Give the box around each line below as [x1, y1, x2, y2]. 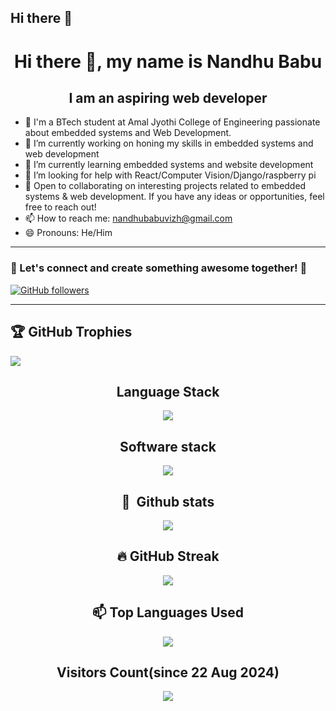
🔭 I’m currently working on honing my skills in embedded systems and [24, 137, 314, 150]
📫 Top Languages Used [91, 604, 245, 621]
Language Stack [116, 383, 220, 400]
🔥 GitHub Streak [116, 548, 220, 565]
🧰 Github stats [121, 493, 215, 510]
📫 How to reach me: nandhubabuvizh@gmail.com [24, 212, 233, 225]
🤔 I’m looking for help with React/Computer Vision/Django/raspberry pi [24, 169, 317, 181]
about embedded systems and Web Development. [24, 127, 232, 139]
